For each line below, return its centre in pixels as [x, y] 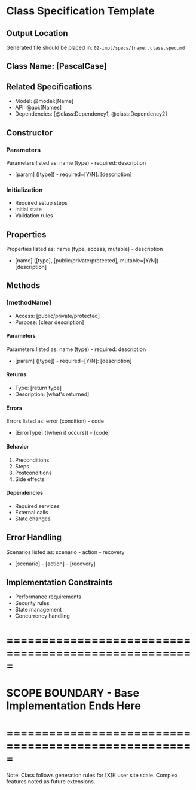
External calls [31, 512]
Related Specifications [49, 87]
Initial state [28, 209]
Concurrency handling [42, 616]
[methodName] [29, 302]
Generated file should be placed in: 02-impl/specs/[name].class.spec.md [96, 47]
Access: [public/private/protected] [57, 316]
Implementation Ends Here [74, 706]
